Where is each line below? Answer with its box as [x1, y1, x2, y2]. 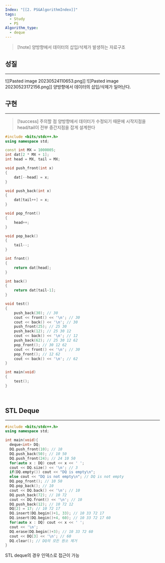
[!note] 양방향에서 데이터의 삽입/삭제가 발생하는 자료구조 [17, 44, 126, 50]
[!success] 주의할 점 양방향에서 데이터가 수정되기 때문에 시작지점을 [17, 118, 146, 124]
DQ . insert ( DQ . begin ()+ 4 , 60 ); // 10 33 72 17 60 [9, 515, 111, 521]
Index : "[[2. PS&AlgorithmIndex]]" [5, 7, 78, 12]
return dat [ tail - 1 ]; [14, 288, 56, 293]
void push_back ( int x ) [5, 188, 52, 193]
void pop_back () [5, 233, 38, 239]
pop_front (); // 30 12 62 [14, 343, 67, 347]
